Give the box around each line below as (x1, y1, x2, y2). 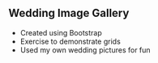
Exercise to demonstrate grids (19, 36, 122, 46)
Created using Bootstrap (19, 27, 103, 37)
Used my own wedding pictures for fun (19, 44, 152, 55)
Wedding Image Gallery (8, 6, 130, 20)
